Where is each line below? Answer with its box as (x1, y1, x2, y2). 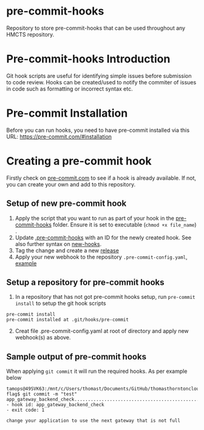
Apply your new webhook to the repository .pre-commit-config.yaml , (15, 253, 188, 261)
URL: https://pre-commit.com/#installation (6, 132, 112, 140)
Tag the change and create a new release (15, 247, 120, 254)
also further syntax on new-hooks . (15, 240, 102, 247)
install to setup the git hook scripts (15, 299, 106, 307)
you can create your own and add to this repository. (6, 180, 135, 188)
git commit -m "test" (22, 391, 78, 397)
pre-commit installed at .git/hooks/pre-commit (6, 317, 129, 323)
